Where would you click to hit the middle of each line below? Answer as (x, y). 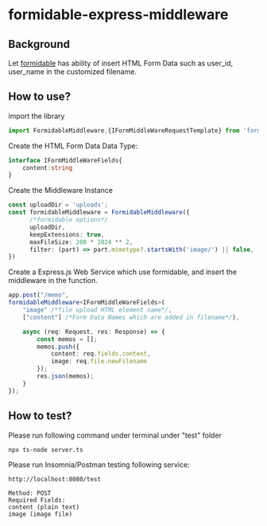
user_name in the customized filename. (73, 72)
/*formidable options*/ (69, 220)
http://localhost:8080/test (55, 479)
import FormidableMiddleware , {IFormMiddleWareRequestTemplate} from (124, 130)
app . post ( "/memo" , (39, 295)
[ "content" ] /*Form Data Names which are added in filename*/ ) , (131, 317)
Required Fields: (37, 500)
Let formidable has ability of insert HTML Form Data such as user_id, (121, 63)
